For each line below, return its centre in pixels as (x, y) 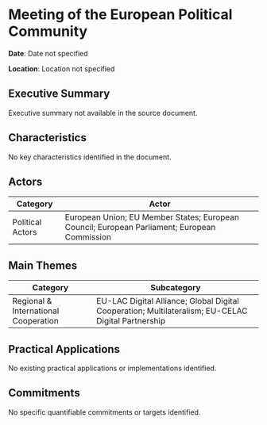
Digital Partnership (131, 321)
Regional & (32, 301)
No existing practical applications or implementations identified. (112, 368)
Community (48, 31)
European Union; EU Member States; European (152, 217)
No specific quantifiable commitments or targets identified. (104, 412)
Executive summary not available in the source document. (103, 113)
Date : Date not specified (48, 53)
